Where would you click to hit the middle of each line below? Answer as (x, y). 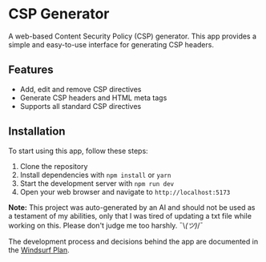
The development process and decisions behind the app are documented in (133, 241)
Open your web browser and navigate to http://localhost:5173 (125, 191)
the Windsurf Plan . (39, 250)
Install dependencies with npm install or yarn (95, 175)
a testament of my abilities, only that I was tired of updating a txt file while (130, 216)
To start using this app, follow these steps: (78, 151)
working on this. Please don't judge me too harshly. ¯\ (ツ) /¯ (106, 225)
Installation (37, 132)
